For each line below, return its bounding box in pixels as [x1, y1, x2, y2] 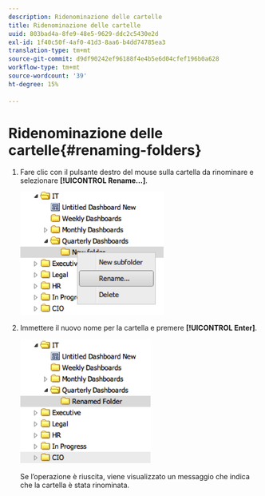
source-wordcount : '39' [8, 72, 88, 80]
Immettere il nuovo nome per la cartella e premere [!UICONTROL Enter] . [19, 323, 258, 333]
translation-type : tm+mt [8, 46, 91, 55]
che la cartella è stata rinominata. [19, 480, 130, 490]
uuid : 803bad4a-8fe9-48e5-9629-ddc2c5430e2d [8, 30, 159, 38]
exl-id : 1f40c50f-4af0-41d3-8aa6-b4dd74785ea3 [8, 38, 166, 46]
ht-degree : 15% [8, 80, 59, 88]
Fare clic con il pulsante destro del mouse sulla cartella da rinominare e [19, 168, 254, 177]
